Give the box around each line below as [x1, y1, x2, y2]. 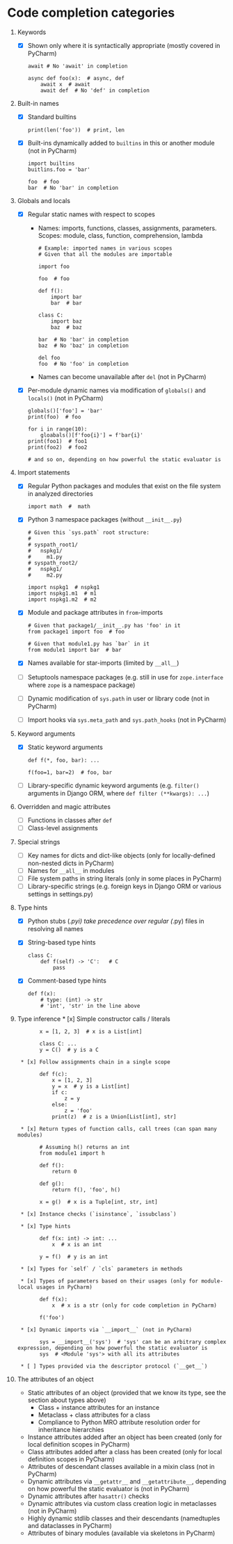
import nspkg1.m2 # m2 [27, 596, 97, 603]
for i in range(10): [27, 426, 88, 433]
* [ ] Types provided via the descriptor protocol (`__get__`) [20, 1363, 208, 1370]
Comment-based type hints [27, 976, 106, 985]
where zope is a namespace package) [27, 680, 136, 689]
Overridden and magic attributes [17, 802, 111, 811]
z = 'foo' [64, 1107, 93, 1114]
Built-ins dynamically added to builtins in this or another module [27, 139, 215, 147]
